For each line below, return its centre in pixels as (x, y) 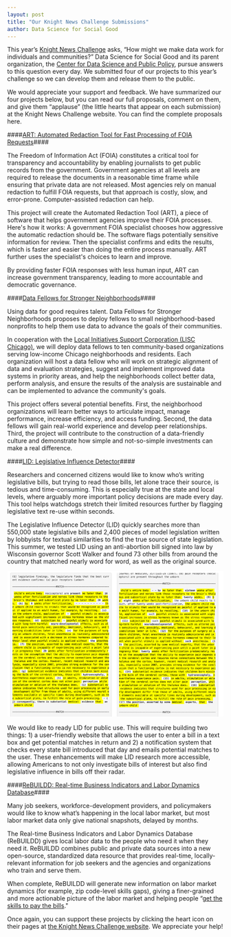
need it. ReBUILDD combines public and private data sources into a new (109, 848)
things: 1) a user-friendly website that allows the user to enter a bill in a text (113, 735)
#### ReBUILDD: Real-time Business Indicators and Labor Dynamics (103, 785)
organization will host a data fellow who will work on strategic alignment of (113, 361)
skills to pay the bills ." (38, 905)
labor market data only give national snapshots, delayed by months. (103, 820)
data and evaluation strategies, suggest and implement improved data (106, 369)
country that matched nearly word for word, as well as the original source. (112, 561)
